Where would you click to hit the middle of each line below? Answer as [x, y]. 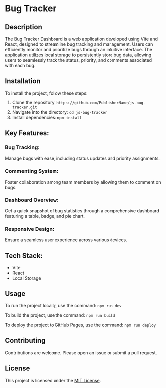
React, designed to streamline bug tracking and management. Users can [79, 44]
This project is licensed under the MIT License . [53, 380]
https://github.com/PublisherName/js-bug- [101, 103]
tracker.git [25, 107]
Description [24, 27]
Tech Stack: [24, 255]
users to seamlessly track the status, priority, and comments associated [79, 60]
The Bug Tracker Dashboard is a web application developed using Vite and [81, 39]
